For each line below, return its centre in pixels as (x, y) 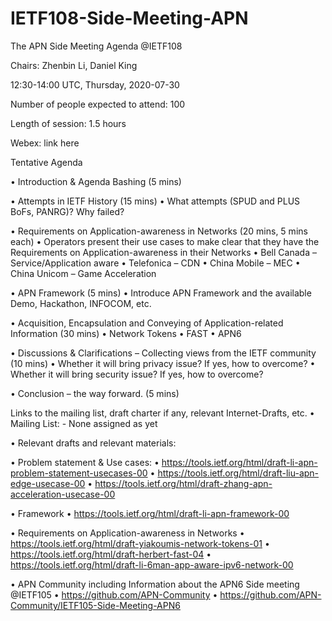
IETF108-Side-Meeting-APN (129, 18)
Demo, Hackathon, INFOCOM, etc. (81, 303)
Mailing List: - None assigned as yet (84, 423)
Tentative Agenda (46, 162)
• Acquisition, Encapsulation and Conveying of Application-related (147, 323)
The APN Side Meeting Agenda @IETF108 (96, 46)
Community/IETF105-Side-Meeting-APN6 (95, 605)
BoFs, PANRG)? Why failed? (67, 211)
